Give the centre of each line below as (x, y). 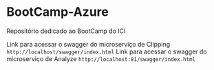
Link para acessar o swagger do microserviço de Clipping (88, 44)
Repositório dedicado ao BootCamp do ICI (66, 31)
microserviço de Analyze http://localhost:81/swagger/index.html (101, 58)
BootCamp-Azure (58, 12)
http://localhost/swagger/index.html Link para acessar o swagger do (107, 51)
